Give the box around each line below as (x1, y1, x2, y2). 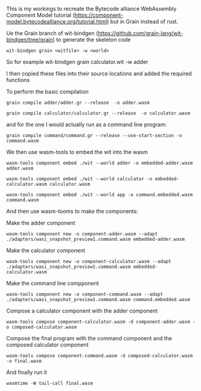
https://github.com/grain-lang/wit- (97, 30, 183, 37)
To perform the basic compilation (6, 88, 89, 95)
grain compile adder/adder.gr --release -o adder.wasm (6, 100, 150, 106)
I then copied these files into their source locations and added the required (6, 70, 192, 77)
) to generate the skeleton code (53, 36, 131, 43)
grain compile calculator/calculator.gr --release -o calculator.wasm (6, 110, 190, 116)
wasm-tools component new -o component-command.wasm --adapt (6, 291, 164, 297)
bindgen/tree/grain (6, 36, 53, 43)
